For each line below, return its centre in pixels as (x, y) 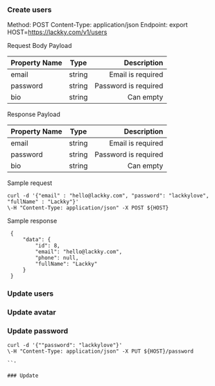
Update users (31, 293)
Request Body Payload (40, 46)
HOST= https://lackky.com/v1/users (57, 32)
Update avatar (32, 312)
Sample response (32, 221)
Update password (38, 331)
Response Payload (34, 114)
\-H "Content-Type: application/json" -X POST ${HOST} (88, 208)
